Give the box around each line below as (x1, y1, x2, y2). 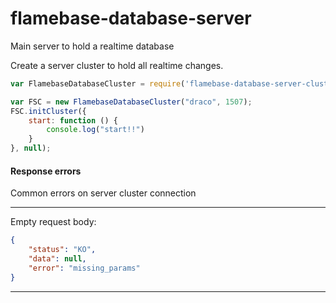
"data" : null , (28, 254, 87, 264)
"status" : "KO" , (28, 245, 97, 255)
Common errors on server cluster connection (10, 187, 197, 199)
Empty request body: (10, 216, 97, 228)
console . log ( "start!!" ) (46, 125, 145, 135)
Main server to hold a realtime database (10, 40, 175, 52)
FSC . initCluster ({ (10, 106, 87, 116)
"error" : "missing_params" (28, 263, 141, 273)
